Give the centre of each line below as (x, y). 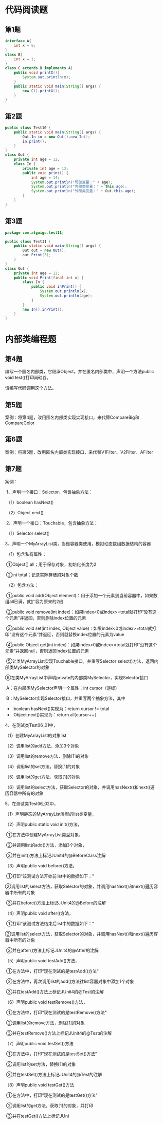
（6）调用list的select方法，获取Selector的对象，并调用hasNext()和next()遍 (80, 787)
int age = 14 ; (45, 178)
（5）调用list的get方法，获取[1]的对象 (43, 777)
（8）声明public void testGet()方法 (40, 1085)
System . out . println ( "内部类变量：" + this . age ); (79, 187)
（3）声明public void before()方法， (41, 865)
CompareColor (20, 423)
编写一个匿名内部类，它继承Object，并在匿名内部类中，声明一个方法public (80, 372)
